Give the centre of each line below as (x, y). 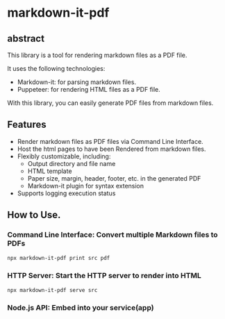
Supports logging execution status (66, 193)
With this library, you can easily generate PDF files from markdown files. (110, 103)
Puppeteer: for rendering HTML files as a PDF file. (89, 89)
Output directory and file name (72, 163)
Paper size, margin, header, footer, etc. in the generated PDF (114, 178)
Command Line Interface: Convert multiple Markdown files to (112, 235)
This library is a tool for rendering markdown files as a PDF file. (97, 55)
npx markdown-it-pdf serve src (52, 290)
